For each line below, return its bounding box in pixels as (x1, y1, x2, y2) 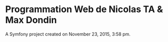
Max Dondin (5, 14, 57, 26)
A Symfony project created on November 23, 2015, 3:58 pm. (5, 31, 131, 37)
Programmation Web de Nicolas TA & (5, 4, 163, 15)
